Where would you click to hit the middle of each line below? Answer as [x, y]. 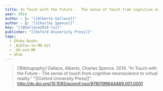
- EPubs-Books [24, 41]
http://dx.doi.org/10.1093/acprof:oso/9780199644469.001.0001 [80, 84]
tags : [10, 37]
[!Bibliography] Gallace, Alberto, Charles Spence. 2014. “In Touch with [87, 68]
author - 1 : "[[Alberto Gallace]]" [41, 18]
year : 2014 [16, 14]
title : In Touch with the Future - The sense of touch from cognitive [79, 9]
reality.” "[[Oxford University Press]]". [54, 78]
